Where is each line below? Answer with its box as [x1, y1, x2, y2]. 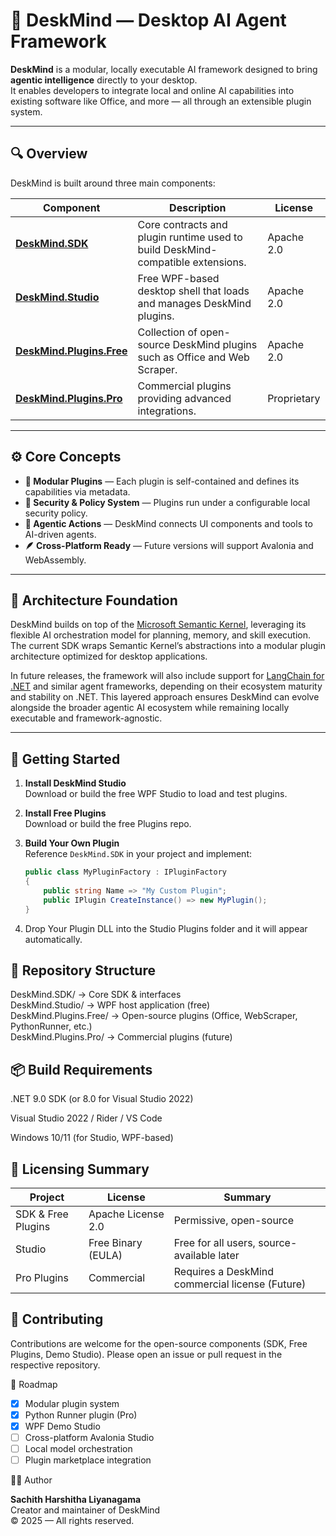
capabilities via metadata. [24, 485, 131, 498]
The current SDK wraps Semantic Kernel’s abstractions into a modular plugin [10, 640, 326, 652]
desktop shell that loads [137, 284, 250, 298]
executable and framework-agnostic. [10, 712, 163, 724]
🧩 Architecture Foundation [10, 592, 178, 609]
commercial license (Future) [173, 1277, 307, 1291]
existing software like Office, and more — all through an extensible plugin [10, 95, 312, 107]
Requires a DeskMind [173, 1265, 275, 1278]
